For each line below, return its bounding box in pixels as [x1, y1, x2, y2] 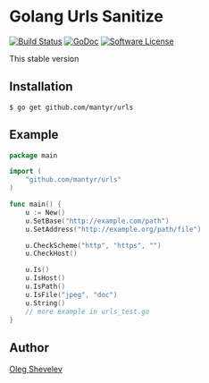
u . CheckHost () [25, 249, 78, 259]
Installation [9, 79, 73, 95]
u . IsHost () [25, 274, 66, 283]
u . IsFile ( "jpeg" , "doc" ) [25, 290, 118, 299]
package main [9, 150, 58, 160]
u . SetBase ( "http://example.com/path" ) [25, 217, 170, 226]
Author [9, 340, 49, 355]
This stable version [9, 53, 79, 64]
